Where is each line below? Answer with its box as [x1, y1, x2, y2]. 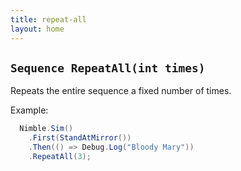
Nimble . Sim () [19, 124, 74, 134]
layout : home [10, 24, 65, 34]
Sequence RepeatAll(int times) [10, 61, 206, 75]
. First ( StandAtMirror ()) [28, 133, 132, 143]
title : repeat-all [10, 14, 87, 25]
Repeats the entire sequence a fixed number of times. [10, 85, 232, 97]
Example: [10, 104, 49, 116]
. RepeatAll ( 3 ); [28, 151, 92, 161]
